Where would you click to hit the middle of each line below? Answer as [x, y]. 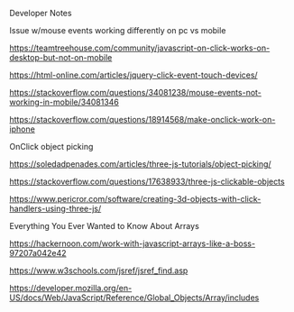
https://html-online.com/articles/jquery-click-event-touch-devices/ [134, 75]
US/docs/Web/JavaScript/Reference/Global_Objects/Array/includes [134, 298]
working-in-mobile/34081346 [64, 102]
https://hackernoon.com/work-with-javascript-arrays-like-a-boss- [132, 243]
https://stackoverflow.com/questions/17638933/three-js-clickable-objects [147, 181]
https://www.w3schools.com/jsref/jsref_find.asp [99, 271]
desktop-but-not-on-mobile [61, 57]
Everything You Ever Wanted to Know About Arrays [105, 226]
